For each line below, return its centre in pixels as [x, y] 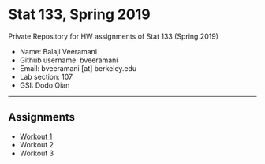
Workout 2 [36, 144]
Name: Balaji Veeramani [58, 51]
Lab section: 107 [46, 76]
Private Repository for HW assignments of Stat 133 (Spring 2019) [114, 36]
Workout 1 [36, 136]
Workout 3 [36, 153]
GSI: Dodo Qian [45, 85]
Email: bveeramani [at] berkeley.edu [78, 68]
